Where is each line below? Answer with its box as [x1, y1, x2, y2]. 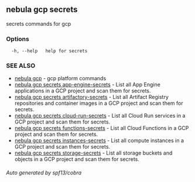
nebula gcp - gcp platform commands [14, 75, 107, 82]
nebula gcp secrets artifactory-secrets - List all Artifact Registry [14, 94, 169, 101]
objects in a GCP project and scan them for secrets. [14, 156, 139, 163]
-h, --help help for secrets [11, 48, 88, 54]
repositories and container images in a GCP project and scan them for [14, 99, 183, 107]
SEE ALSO [6, 61, 36, 70]
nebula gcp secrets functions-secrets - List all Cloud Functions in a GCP [14, 125, 189, 132]
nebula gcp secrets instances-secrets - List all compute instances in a [14, 137, 184, 144]
